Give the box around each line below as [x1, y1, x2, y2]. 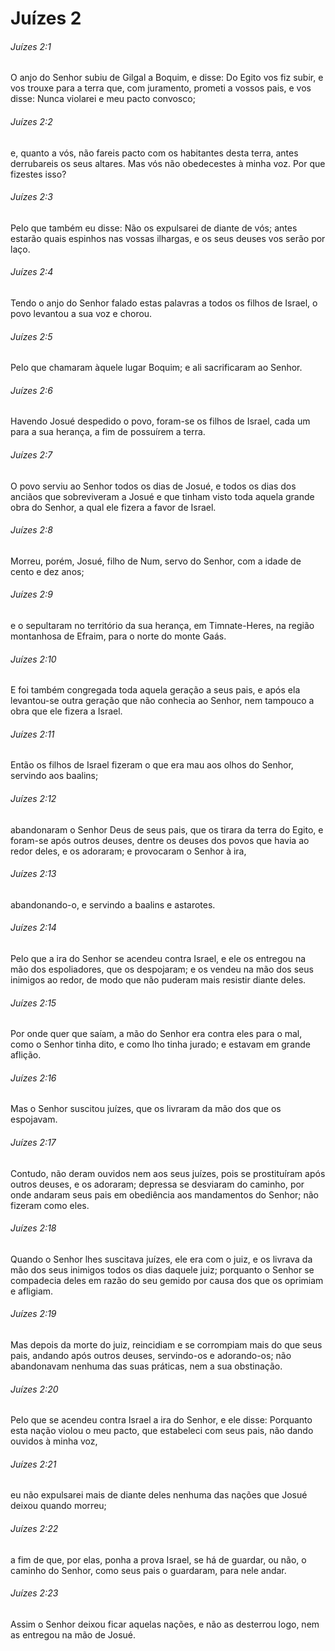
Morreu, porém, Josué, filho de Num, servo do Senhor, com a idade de [10, 555, 302, 567]
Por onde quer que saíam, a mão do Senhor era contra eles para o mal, [10, 1028, 303, 1040]
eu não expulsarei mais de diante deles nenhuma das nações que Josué [10, 1489, 308, 1501]
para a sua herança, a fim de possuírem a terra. [10, 426, 206, 438]
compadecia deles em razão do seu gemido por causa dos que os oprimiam [10, 1274, 324, 1286]
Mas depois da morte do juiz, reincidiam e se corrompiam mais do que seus [10, 1339, 323, 1351]
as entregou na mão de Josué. [10, 1628, 137, 1641]
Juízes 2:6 [10, 384, 53, 396]
